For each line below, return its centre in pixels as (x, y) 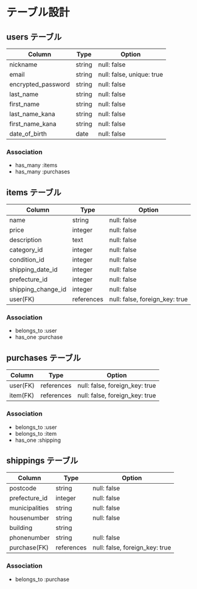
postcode (23, 489)
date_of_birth (28, 134)
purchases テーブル (43, 357)
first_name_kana (33, 124)
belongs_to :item (36, 433)
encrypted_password (40, 84)
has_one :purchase (39, 337)
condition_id (27, 260)
